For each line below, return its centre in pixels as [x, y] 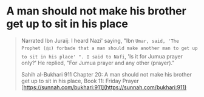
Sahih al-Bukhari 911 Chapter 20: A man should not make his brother [107, 74]
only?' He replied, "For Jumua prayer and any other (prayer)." [98, 63]
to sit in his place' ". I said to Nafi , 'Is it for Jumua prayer [102, 56]
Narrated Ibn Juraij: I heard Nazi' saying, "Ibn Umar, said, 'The [100, 40]
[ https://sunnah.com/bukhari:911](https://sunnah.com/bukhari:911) [104, 87]
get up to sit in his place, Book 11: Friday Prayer [80, 81]
